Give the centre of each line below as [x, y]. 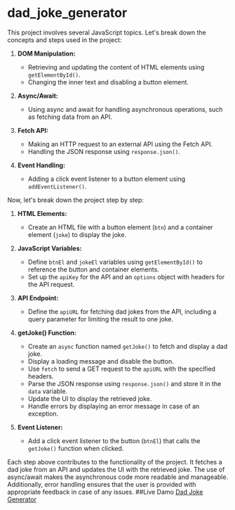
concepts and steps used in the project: [65, 39]
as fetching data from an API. [70, 117]
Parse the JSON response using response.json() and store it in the [125, 383]
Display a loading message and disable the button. [101, 361]
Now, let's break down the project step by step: [75, 200]
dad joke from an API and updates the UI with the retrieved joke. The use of [116, 469]
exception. [43, 414]
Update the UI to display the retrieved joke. [90, 398]
